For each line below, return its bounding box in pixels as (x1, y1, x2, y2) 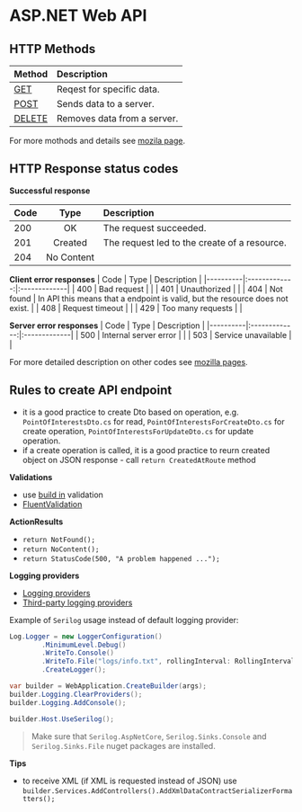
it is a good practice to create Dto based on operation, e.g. (22, 406, 240, 417)
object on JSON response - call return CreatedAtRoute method (22, 454, 256, 465)
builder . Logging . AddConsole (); (9, 698, 127, 707)
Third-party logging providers (22, 597, 133, 608)
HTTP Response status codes (9, 161, 179, 176)
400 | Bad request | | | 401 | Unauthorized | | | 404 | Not (76, 283, 283, 294)
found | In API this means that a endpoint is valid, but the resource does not (9, 293, 289, 304)
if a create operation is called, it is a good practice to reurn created (22, 444, 271, 455)
